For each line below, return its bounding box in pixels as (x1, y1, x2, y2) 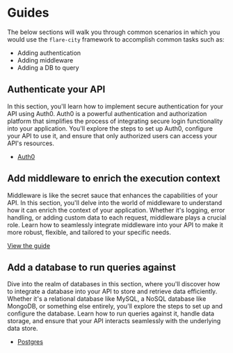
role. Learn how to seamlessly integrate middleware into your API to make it (7, 220, 224, 229)
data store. (7, 325, 38, 333)
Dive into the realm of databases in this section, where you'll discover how (7, 280, 220, 288)
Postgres (17, 338, 44, 346)
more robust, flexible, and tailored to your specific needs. (7, 228, 172, 236)
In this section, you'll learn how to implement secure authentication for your (7, 102, 224, 110)
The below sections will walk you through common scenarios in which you (7, 28, 220, 36)
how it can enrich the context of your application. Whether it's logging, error (7, 206, 225, 214)
